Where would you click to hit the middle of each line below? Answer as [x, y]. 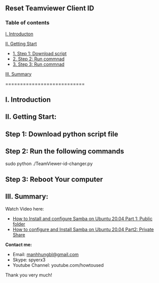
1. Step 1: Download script [40, 53]
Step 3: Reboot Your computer [54, 179]
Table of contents [27, 23]
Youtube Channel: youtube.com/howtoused [58, 265]
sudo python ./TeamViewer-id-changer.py [49, 164]
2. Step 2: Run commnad [39, 59]
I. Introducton [19, 34]
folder [19, 224]
